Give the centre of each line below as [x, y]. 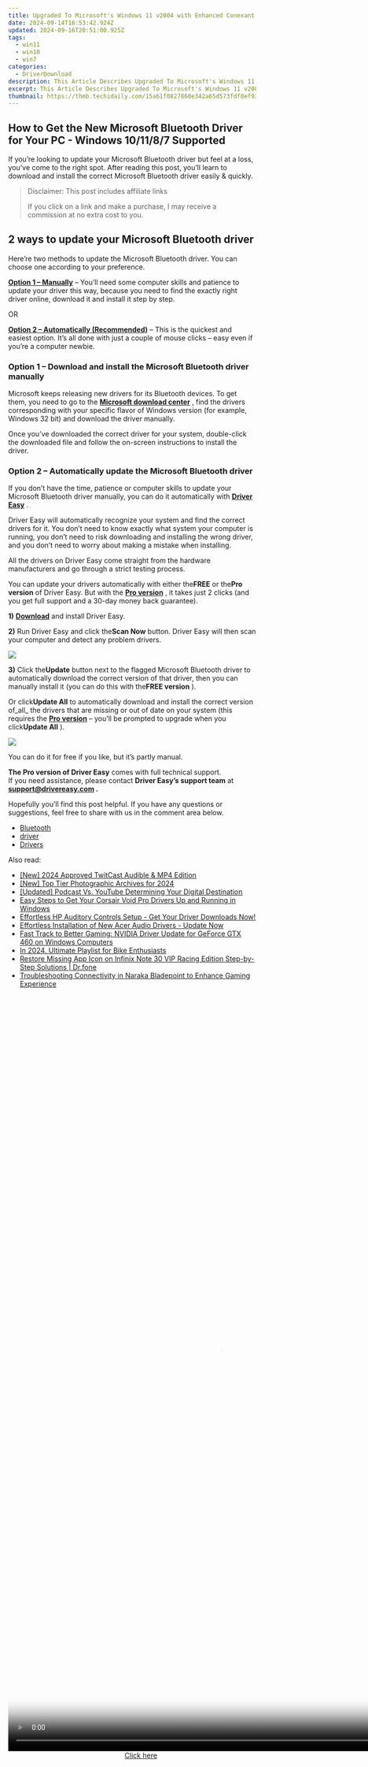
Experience [38, 984]
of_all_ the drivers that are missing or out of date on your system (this [120, 711]
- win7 [26, 60]
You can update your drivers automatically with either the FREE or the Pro [125, 585]
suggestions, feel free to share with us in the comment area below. [116, 813]
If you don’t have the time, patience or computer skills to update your [120, 488]
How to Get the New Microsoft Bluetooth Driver [126, 128]
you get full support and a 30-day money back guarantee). [103, 601]
